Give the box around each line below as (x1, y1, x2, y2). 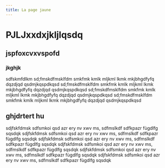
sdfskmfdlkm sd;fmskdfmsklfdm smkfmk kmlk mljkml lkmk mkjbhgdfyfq (6, 76, 154, 82)
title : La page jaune (6, 7, 51, 13)
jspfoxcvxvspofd (6, 49, 60, 58)
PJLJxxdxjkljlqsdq (6, 29, 84, 40)
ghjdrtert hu (6, 111, 45, 120)
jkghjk (6, 64, 21, 71)
